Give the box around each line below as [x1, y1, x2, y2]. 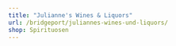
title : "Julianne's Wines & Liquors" [8, 11, 133, 19]
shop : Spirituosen [8, 26, 69, 34]
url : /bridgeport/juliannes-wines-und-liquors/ [8, 19, 169, 27]
